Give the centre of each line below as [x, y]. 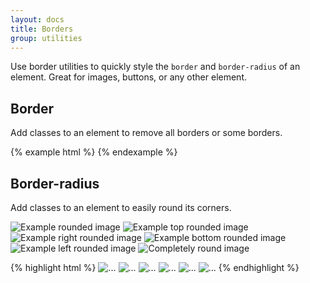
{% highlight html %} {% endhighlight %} [155, 267]
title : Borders [42, 29]
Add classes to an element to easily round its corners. [121, 207]
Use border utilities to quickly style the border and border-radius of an [155, 67]
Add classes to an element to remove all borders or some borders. [146, 133]
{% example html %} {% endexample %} [94, 152]
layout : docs [37, 19]
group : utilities [46, 38]
